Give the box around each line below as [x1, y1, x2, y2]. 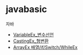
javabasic [6, 4, 48, 15]
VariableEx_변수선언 [13, 31, 54, 37]
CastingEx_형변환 [13, 38, 49, 44]
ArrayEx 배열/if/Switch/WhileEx [13, 44, 78, 50]
